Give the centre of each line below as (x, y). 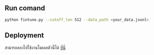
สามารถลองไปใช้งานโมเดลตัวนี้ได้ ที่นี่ (35, 47)
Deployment (24, 35)
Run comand (25, 8)
